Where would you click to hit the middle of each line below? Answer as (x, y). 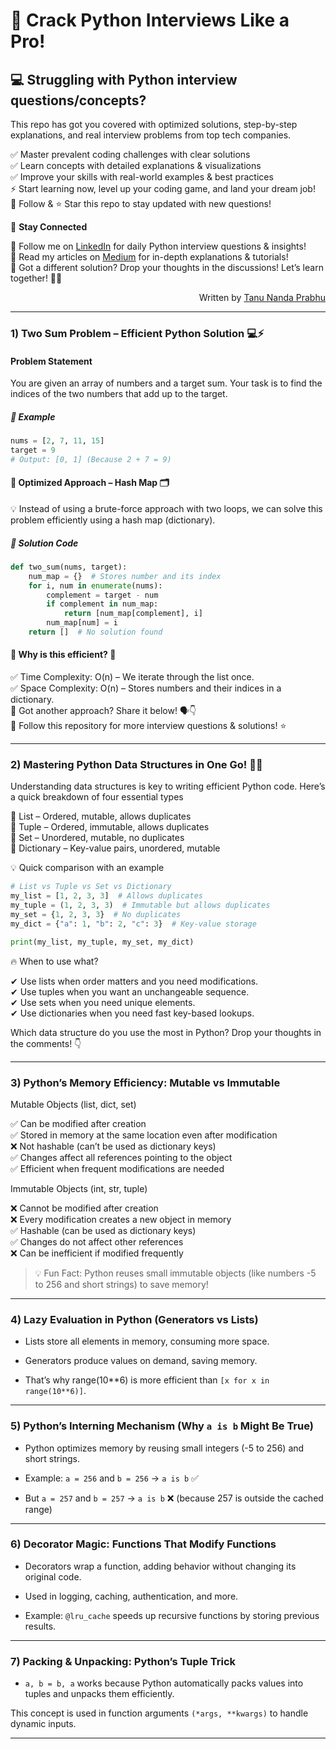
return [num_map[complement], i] (133, 614)
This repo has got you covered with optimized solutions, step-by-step (154, 124)
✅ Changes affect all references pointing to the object (121, 1157)
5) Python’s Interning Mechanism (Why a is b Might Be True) (162, 1426)
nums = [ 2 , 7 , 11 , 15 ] (57, 441)
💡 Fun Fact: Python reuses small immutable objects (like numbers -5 (175, 1273)
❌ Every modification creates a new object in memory (121, 1219)
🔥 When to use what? (54, 961)
